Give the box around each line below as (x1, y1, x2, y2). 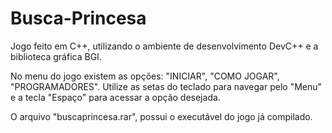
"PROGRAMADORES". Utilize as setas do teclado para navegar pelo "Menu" (10, 80, 323, 92)
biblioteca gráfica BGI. (10, 50, 102, 62)
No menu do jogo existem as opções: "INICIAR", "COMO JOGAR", (10, 70, 280, 82)
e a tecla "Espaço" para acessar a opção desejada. (10, 91, 221, 103)
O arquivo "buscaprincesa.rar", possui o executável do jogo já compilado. (10, 110, 313, 122)
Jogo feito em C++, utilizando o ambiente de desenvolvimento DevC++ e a (10, 40, 319, 52)
